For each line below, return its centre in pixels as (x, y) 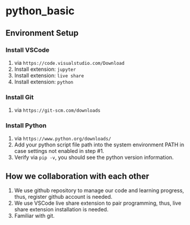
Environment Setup (42, 33)
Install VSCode (28, 50)
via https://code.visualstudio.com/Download (69, 62)
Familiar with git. (34, 216)
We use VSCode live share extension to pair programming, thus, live (98, 203)
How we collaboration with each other (77, 176)
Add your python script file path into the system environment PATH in (99, 145)
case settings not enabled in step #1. (59, 151)
